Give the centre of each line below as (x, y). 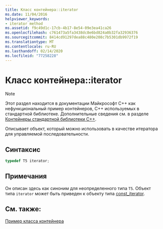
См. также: (23, 209)
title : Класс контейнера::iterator (42, 10)
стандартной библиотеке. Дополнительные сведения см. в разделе (77, 114)
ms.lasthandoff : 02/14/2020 (34, 51)
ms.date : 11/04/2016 (26, 14)
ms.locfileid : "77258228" (32, 56)
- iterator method (24, 23)
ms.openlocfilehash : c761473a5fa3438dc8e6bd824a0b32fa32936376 (72, 33)
